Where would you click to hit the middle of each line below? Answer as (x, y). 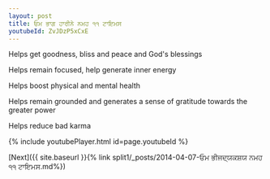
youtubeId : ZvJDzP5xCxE (49, 31)
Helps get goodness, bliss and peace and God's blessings (105, 55)
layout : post (30, 16)
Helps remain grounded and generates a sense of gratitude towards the (128, 102)
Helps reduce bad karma (50, 126)
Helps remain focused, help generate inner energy (92, 70)
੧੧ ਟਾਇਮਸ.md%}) (37, 167)
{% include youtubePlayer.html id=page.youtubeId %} (99, 142)
